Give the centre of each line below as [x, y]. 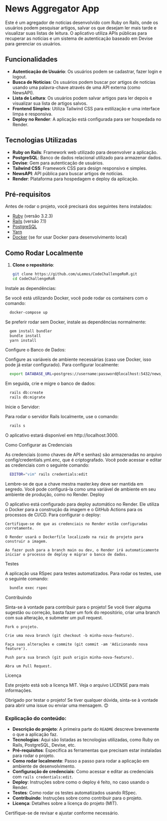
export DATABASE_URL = [32, 374]
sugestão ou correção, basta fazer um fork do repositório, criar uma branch [83, 612]
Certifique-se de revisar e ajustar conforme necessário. [62, 813]
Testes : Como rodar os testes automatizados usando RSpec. [75, 793]
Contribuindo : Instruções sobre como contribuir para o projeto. [77, 798]
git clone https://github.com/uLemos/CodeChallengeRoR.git [75, 274]
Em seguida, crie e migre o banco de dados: [50, 384]
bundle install [25, 336]
